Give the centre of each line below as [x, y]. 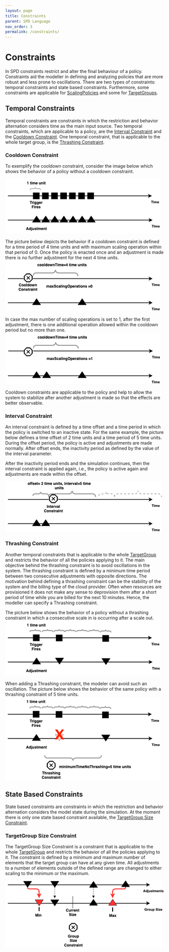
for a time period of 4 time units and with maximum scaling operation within [83, 247]
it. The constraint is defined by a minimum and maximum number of [75, 857]
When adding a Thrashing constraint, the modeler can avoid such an [76, 683]
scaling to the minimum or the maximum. [47, 873]
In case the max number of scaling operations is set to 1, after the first [77, 319]
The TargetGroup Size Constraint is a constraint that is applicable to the [79, 846]
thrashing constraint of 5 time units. [42, 694]
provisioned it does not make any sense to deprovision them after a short [81, 592]
